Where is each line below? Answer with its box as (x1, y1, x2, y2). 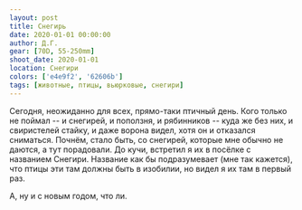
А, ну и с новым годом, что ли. (9, 190, 128, 201)
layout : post (9, 13, 59, 23)
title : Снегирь (9, 22, 67, 31)
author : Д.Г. (9, 38, 59, 48)
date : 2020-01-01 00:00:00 (9, 30, 111, 39)
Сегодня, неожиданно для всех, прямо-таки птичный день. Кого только (9, 105, 288, 116)
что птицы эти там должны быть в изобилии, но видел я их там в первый (9, 163, 292, 174)
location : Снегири (9, 64, 79, 73)
